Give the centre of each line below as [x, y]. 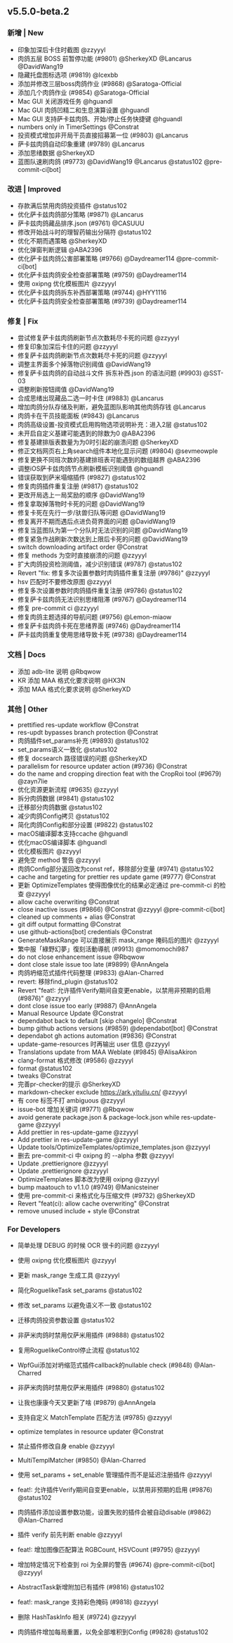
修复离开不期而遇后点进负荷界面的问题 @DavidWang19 [96, 521]
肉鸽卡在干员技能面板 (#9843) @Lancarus [78, 416]
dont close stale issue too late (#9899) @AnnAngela [93, 964]
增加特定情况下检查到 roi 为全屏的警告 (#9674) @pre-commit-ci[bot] [116, 1565]
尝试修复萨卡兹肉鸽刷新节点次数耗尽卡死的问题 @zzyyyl [98, 338]
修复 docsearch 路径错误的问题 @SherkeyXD [82, 758]
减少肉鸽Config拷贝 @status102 [64, 816]
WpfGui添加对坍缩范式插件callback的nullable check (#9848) [105, 1365]
